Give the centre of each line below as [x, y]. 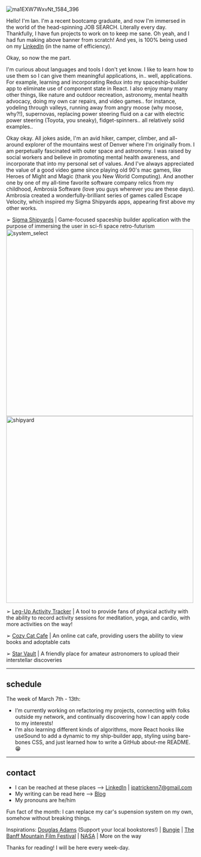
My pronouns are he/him [45, 800]
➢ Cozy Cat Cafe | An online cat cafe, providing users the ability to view [95, 636]
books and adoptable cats [38, 642]
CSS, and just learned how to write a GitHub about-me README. [111, 742]
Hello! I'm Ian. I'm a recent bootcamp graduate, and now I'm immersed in [96, 21]
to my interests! [34, 723]
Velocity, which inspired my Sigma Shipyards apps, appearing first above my [100, 202]
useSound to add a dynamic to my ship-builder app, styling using [95, 736]
